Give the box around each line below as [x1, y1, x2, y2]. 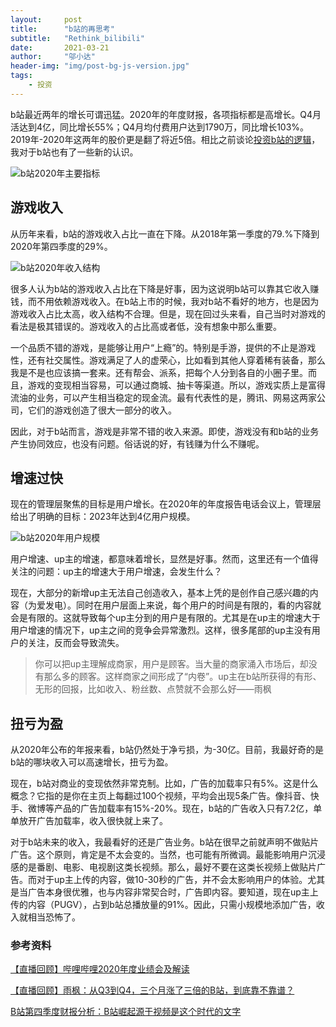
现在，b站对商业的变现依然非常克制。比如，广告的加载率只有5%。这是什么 [10, 777, 319, 790]
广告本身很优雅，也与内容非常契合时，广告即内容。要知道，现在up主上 [27, 886, 319, 898]
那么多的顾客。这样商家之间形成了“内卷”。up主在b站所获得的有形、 [43, 671, 322, 683]
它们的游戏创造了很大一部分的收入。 [27, 404, 177, 416]
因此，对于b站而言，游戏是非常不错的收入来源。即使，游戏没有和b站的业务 [10, 425, 320, 437]
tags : [10, 71, 33, 81]
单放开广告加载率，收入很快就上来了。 [10, 815, 168, 827]
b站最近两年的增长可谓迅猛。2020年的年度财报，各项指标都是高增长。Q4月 [10, 108, 322, 120]
